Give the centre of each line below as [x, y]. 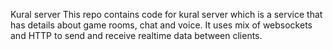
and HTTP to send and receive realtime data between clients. [136, 35]
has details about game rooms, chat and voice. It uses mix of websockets [161, 25]
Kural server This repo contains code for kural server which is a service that [166, 14]
